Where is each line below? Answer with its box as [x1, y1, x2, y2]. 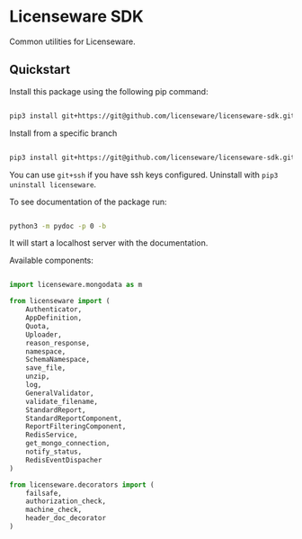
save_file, [25, 364, 67, 373]
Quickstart [9, 62, 71, 77]
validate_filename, [25, 397, 99, 406]
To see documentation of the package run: [9, 196, 168, 207]
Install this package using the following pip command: [9, 85, 209, 96]
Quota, [25, 321, 50, 330]
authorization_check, [25, 497, 106, 506]
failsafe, [25, 489, 63, 498]
